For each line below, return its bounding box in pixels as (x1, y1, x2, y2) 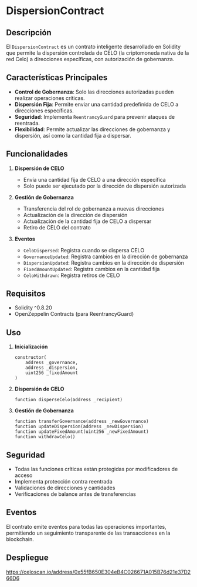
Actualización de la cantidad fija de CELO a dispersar (23, 218, 152, 225)
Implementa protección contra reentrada (14, 478, 113, 485)
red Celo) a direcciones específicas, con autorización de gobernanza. (6, 56, 175, 62)
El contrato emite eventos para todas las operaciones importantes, (6, 523, 167, 530)
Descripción (6, 28, 52, 38)
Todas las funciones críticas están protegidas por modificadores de (14, 466, 178, 473)
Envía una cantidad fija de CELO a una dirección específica (23, 176, 166, 183)
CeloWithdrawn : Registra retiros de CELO (23, 272, 120, 279)
